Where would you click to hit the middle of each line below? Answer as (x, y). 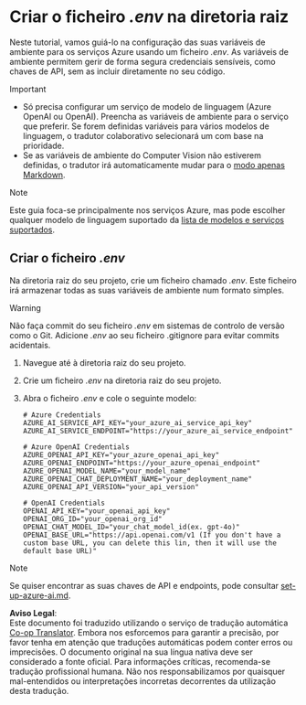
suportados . (32, 230)
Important (28, 89)
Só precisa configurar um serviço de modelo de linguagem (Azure (147, 106)
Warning (25, 307)
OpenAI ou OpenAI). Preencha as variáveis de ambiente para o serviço (156, 116)
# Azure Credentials (62, 415)
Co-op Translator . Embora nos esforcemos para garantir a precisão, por (144, 632)
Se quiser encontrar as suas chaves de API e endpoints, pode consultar (144, 585)
